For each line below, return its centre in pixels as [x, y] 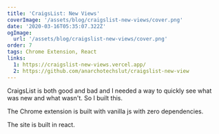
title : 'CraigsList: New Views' [53, 13]
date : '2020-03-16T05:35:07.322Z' [57, 26]
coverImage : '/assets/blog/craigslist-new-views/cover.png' [95, 20]
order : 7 [20, 45]
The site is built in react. [41, 124]
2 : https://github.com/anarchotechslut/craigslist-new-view [101, 71]
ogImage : [20, 33]
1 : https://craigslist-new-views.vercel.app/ [80, 65]
